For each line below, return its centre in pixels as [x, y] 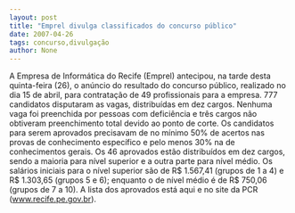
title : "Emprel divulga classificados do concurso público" [123, 26]
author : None [33, 51]
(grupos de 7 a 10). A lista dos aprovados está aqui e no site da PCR [134, 190]
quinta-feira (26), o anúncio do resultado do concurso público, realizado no [148, 86]
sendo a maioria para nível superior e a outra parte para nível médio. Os [141, 161]
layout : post [33, 17]
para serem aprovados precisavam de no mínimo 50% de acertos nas [137, 133]
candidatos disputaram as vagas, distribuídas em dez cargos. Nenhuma [141, 104]
